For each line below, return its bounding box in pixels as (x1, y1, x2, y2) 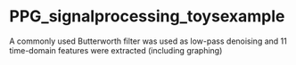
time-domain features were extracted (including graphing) (9, 45, 223, 55)
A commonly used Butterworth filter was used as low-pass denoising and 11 (9, 36, 287, 46)
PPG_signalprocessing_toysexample (9, 6, 285, 27)
